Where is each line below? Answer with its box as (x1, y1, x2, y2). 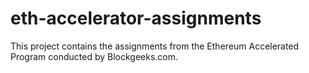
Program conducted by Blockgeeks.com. (10, 50, 179, 62)
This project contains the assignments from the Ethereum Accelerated (10, 40, 300, 52)
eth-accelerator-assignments (10, 7, 262, 30)
